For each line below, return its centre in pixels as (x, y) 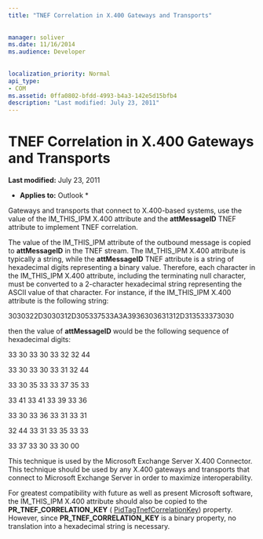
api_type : (24, 81)
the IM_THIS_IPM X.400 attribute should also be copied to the (108, 501)
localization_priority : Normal (59, 74)
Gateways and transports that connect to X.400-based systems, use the (125, 211)
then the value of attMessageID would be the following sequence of (119, 331)
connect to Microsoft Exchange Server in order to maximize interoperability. (130, 478)
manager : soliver (37, 37)
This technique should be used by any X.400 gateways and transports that (129, 470)
